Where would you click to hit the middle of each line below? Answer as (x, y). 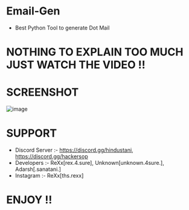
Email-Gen (33, 11)
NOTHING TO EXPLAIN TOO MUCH (95, 52)
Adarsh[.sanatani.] (38, 169)
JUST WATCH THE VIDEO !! (76, 65)
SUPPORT (32, 133)
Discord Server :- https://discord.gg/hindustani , (74, 150)
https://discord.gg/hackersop (52, 156)
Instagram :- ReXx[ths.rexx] (49, 175)
